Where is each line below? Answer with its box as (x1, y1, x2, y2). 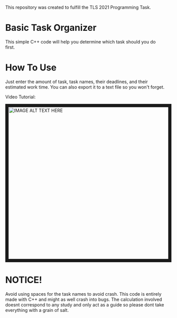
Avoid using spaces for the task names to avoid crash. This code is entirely (5, 291, 162, 297)
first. (5, 44, 15, 50)
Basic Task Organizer (5, 22, 97, 33)
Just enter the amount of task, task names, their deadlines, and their (5, 78, 148, 85)
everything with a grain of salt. (5, 307, 69, 313)
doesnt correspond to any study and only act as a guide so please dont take (5, 301, 164, 308)
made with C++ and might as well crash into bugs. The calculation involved (5, 296, 162, 302)
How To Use (5, 62, 57, 73)
